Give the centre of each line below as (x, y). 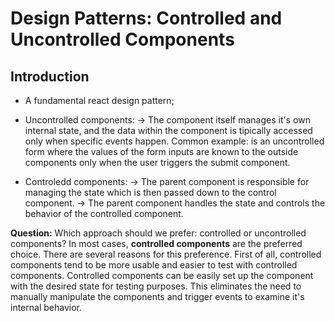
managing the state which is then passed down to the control (150, 192)
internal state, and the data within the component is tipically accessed (168, 130)
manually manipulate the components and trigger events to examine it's (157, 296)
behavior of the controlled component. (104, 213)
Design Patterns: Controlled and (146, 18)
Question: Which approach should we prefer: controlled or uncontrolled (158, 233)
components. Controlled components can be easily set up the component (162, 275)
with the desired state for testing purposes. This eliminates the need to (156, 286)
